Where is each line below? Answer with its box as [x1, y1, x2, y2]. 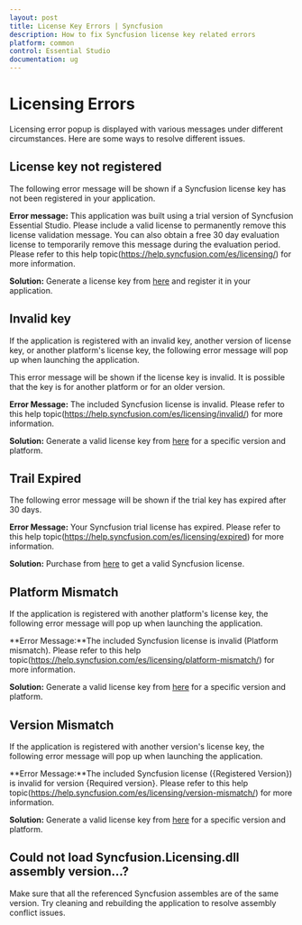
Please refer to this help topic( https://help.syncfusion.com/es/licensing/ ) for [9, 249, 292, 259]
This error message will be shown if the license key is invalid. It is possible [9, 371, 286, 383]
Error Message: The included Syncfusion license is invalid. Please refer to [9, 398, 286, 410]
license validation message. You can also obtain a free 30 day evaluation [9, 229, 279, 240]
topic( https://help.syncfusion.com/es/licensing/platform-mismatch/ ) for [9, 655, 275, 666]
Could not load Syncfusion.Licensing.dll [9, 850, 240, 866]
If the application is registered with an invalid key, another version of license [9, 335, 291, 346]
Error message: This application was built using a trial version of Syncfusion [9, 210, 294, 221]
